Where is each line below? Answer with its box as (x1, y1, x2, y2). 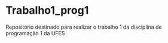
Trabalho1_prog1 (5, 4, 89, 17)
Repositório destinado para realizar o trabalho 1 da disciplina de (5, 23, 162, 30)
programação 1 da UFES (5, 29, 65, 36)
